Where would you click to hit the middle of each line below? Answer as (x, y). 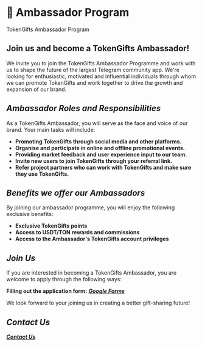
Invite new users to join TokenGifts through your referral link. (94, 160)
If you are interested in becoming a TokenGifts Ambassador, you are (92, 273)
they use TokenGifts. (42, 174)
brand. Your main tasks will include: (51, 129)
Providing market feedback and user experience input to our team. (101, 154)
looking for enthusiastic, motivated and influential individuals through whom (101, 76)
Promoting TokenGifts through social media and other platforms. (98, 141)
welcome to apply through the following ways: (64, 279)
